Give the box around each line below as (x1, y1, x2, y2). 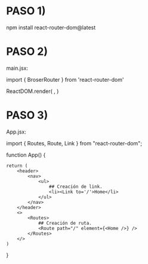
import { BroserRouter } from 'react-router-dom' (6, 76, 124, 83)
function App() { (6, 151, 46, 159)
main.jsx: (6, 64, 29, 72)
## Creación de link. (48, 184, 103, 190)
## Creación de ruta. (38, 220, 92, 226)
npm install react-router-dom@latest (6, 24, 96, 31)
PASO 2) (6, 45, 48, 58)
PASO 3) (6, 108, 48, 122)
